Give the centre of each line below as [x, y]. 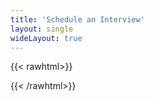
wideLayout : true [46, 38]
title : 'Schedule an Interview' [77, 19]
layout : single [42, 29]
